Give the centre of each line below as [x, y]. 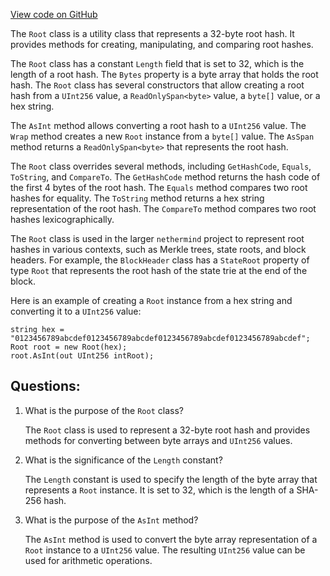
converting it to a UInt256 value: [76, 311]
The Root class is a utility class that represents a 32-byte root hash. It [152, 33]
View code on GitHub [54, 14]
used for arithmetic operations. [88, 560]
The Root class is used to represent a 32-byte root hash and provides [167, 430]
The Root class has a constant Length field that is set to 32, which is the [157, 63]
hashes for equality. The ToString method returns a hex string [137, 198]
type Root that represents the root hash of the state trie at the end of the [159, 270]
